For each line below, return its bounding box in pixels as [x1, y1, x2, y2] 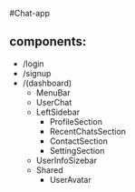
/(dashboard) [22, 77, 72, 88]
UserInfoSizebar [35, 155, 98, 166]
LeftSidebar [35, 106, 80, 117]
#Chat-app [9, 8, 50, 18]
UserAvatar [49, 174, 92, 185]
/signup [22, 67, 52, 78]
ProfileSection [49, 116, 102, 126]
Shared [35, 164, 63, 176]
